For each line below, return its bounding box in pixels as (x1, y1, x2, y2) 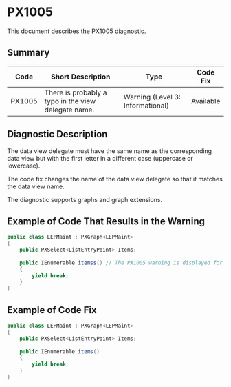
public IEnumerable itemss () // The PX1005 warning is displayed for (19, 259, 223, 266)
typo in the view (44, 96, 96, 106)
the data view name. (7, 182, 65, 190)
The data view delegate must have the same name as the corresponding (7, 146, 212, 155)
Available (191, 96, 221, 106)
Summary (7, 47, 50, 59)
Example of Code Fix (7, 304, 98, 316)
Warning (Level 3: (123, 92, 181, 101)
